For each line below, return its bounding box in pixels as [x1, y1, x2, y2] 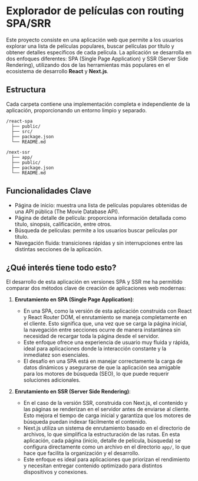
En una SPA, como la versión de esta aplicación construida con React [23, 307, 192, 314]
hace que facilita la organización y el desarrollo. [23, 450, 140, 457]
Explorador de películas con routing [6, 4, 184, 18]
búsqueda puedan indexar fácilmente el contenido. [23, 418, 147, 425]
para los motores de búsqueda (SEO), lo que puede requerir [23, 370, 169, 378]
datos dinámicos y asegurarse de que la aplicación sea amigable [23, 364, 181, 371]
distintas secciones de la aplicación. [14, 245, 103, 252]
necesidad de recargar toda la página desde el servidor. [23, 333, 160, 340]
